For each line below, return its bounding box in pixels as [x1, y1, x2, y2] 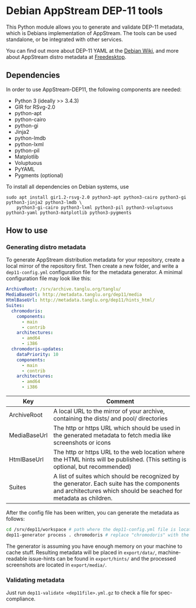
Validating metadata [6, 576, 65, 584]
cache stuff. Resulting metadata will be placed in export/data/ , [6, 548, 157, 556]
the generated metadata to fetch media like [53, 431, 171, 440]
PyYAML [14, 165, 35, 172]
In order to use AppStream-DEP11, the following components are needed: [6, 86, 182, 93]
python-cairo [14, 116, 46, 123]
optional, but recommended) [53, 463, 132, 471]
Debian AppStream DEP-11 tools [6, 4, 163, 18]
